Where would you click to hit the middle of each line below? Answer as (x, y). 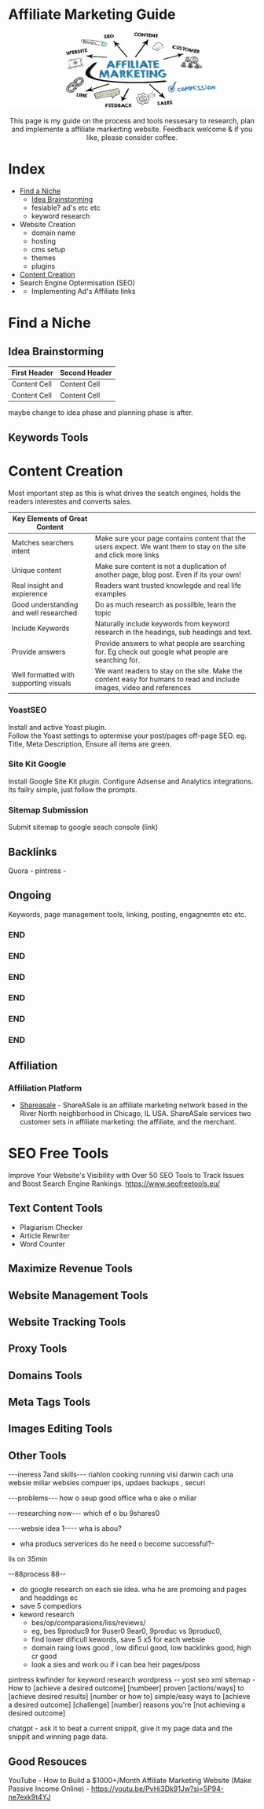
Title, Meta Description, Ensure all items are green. (90, 743)
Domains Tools (45, 1376)
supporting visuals (41, 683)
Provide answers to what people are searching (170, 643)
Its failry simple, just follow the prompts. (73, 789)
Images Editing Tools (60, 1429)
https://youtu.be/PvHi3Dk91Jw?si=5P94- (157, 1789)
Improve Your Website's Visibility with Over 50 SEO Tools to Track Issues (126, 1175)
